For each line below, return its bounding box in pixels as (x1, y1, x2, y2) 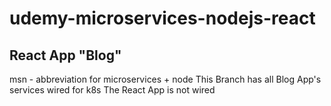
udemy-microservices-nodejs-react (9, 7, 316, 30)
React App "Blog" (9, 47, 122, 64)
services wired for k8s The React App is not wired (9, 84, 216, 96)
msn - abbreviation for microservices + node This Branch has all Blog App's (9, 73, 322, 85)
